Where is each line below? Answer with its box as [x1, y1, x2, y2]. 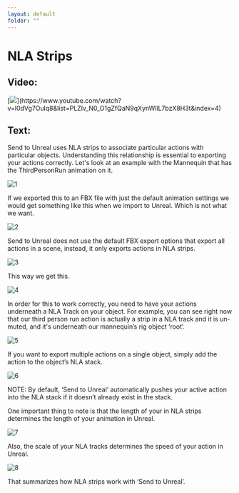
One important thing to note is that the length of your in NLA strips [7, 407, 202, 415]
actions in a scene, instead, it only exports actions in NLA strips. [7, 244, 196, 253]
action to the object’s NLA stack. [7, 358, 103, 367]
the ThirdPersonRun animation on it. [7, 166, 113, 175]
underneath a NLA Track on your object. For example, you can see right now [7, 307, 233, 316]
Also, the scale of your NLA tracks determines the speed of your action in [7, 442, 223, 451]
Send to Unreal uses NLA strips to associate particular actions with [7, 144, 204, 152]
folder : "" [7, 17, 40, 24]
